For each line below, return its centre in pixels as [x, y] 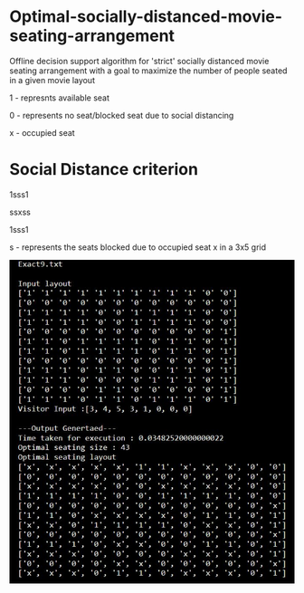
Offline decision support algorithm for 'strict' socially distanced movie [139, 61]
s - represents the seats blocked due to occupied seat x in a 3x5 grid [138, 247]
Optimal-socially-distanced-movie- [146, 17]
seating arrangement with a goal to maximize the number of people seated [148, 71]
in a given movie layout [52, 80]
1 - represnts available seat [60, 98]
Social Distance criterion [104, 170]
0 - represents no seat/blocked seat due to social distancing [122, 115]
